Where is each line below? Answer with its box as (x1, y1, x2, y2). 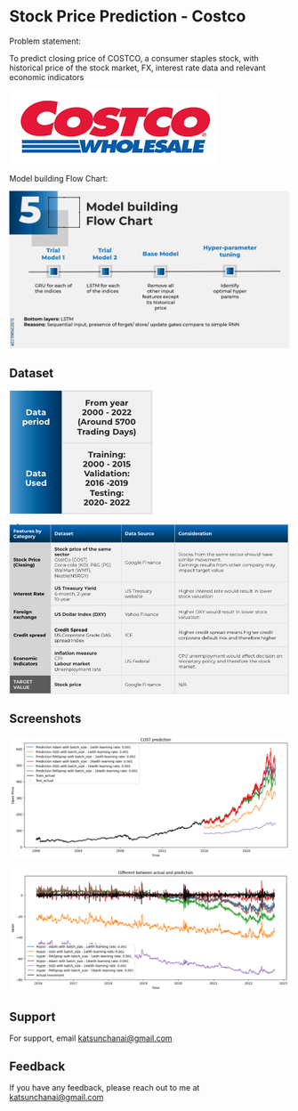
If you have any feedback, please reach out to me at (9, 1082, 200, 1092)
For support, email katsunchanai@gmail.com (9, 1033, 173, 1043)
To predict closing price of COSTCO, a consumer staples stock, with (9, 53, 260, 63)
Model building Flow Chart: (9, 173, 109, 183)
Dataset (9, 366, 54, 381)
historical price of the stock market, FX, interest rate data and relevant (9, 62, 266, 73)
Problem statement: (9, 36, 82, 46)
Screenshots (9, 711, 82, 726)
